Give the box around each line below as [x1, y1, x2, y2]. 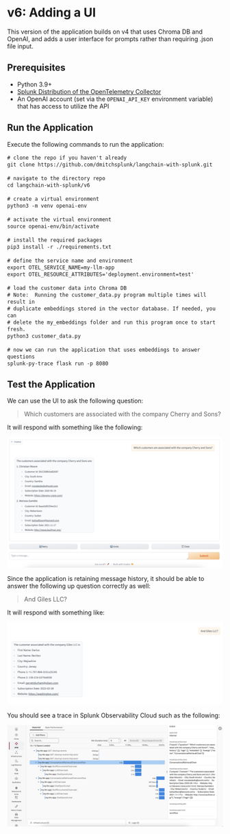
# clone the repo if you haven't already [7, 154, 127, 161]
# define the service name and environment [7, 257, 133, 264]
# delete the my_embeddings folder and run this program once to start [7, 319, 216, 326]
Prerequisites [7, 62, 66, 73]
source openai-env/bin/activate [7, 223, 99, 230]
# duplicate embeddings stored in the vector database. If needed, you [7, 305, 216, 312]
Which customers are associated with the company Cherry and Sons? [23, 410, 221, 418]
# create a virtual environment [7, 195, 99, 202]
